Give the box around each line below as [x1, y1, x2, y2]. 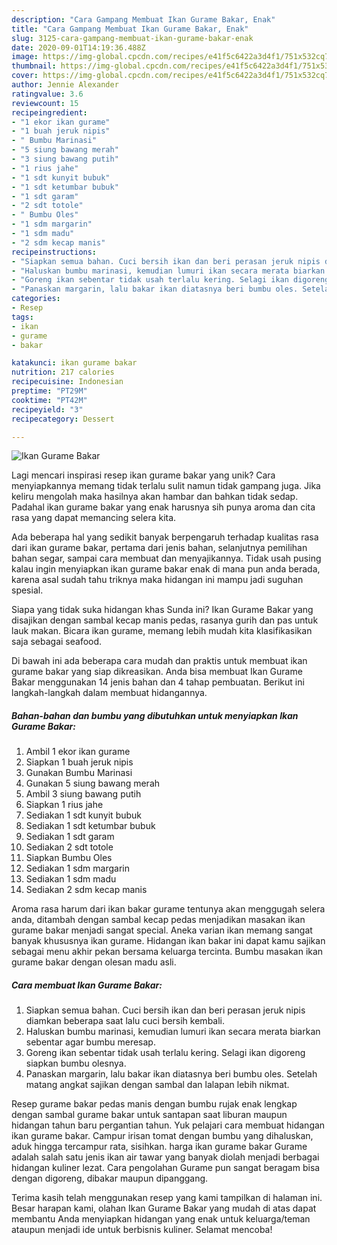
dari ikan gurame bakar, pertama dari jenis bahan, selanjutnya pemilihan [11, 542, 308, 554]
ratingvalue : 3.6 [11, 89, 84, 99]
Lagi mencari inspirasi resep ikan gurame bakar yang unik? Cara [11, 469, 276, 481]
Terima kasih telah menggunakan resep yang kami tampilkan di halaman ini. [11, 1192, 323, 1204]
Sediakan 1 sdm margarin [25, 862, 130, 875]
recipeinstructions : [11, 247, 98, 257]
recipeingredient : [11, 107, 88, 118]
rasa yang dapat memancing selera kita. [11, 512, 177, 524]
